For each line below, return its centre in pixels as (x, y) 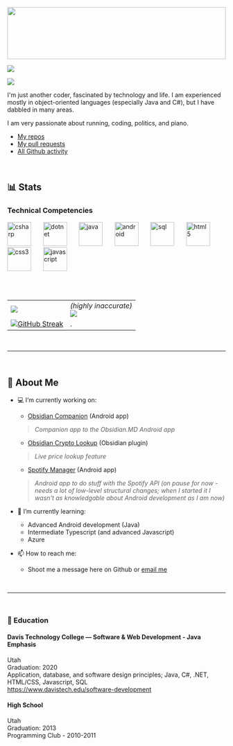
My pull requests (41, 144)
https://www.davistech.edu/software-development (79, 689)
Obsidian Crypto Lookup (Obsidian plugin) (88, 442)
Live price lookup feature (70, 456)
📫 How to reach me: (47, 553)
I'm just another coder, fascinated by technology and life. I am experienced (114, 95)
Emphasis (22, 645)
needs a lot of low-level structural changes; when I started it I (122, 490)
